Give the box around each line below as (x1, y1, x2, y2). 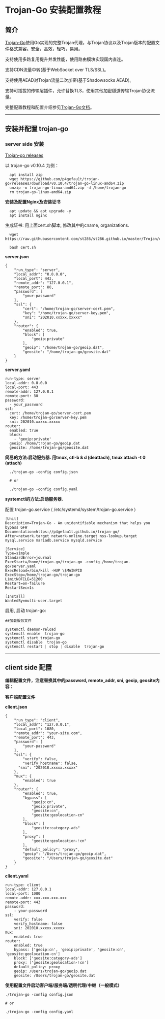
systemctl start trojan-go (5, 635, 60, 641)
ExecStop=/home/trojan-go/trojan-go (5, 572, 80, 577)
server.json (5, 253, 29, 259)
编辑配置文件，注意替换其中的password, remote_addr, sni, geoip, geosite (5, 677, 156, 683)
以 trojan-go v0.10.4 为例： (5, 162, 59, 168)
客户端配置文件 (5, 694, 35, 700)
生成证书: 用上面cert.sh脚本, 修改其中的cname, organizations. (5, 222, 129, 228)
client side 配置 (5, 663, 53, 672)
